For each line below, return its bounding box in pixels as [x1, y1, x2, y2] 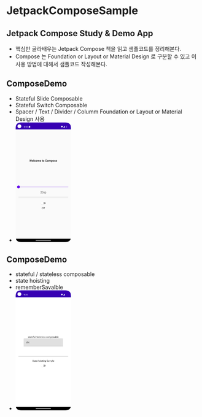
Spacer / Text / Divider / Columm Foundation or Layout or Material [15, 108, 182, 115]
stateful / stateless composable [15, 270, 95, 278]
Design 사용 [15, 115, 45, 123]
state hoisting [15, 277, 50, 285]
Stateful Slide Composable [15, 94, 83, 102]
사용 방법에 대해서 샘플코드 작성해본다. [15, 61, 107, 67]
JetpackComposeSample [6, 4, 138, 18]
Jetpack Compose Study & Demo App [6, 28, 153, 39]
